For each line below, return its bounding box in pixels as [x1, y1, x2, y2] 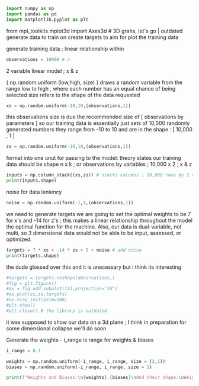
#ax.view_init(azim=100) [6, 297, 68, 303]
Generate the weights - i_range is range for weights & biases [6, 336, 154, 343]
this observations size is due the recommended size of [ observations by [6, 113, 184, 121]
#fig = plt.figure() [6, 280, 57, 287]
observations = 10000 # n [6, 56, 70, 62]
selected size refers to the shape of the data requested [6, 91, 140, 98]
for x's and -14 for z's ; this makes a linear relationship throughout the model [6, 217, 192, 224]
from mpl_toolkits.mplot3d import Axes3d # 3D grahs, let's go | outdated [6, 27, 183, 34]
